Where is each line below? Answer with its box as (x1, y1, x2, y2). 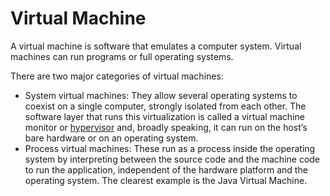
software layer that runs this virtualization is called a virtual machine (24, 110, 305, 122)
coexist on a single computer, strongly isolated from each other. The (24, 100, 307, 112)
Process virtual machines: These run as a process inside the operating (24, 142, 316, 154)
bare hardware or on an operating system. (24, 132, 199, 144)
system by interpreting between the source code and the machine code (24, 153, 321, 165)
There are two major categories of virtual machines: (10, 70, 224, 82)
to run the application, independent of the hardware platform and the (24, 163, 308, 176)
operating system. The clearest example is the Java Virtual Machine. (24, 174, 308, 186)
